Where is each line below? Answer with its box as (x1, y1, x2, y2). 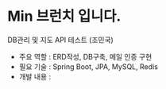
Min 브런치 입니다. (7, 7, 122, 25)
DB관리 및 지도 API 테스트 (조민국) (7, 35, 114, 44)
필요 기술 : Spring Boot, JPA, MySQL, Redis (18, 61, 158, 72)
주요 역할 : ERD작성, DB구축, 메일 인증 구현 (18, 52, 152, 61)
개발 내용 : (18, 72, 52, 81)
